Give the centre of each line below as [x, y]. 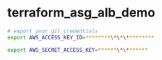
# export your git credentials [53, 31]
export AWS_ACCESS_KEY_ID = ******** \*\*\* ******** [81, 37]
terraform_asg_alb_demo [81, 13]
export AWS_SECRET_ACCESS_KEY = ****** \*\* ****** [78, 50]
